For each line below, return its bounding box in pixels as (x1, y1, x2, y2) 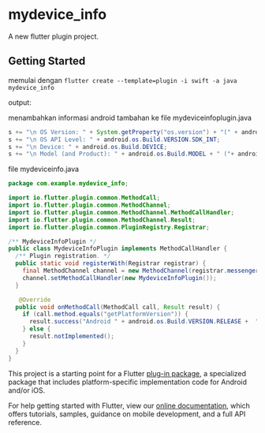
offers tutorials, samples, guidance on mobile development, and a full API (8, 409, 246, 419)
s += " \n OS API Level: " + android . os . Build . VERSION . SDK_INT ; (8, 136, 221, 144)
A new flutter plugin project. (8, 32, 99, 41)
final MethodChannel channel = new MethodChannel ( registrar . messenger (22, 267, 259, 274)
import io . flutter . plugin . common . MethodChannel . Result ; (8, 215, 196, 224)
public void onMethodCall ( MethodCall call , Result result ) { (15, 303, 221, 311)
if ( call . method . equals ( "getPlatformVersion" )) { (22, 310, 189, 319)
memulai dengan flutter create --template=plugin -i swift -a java (8, 75, 237, 84)
